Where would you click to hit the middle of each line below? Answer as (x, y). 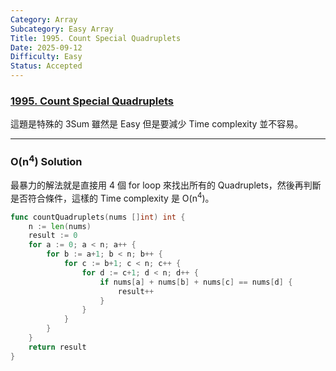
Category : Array (44, 19)
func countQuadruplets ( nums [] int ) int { (98, 217)
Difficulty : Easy (46, 57)
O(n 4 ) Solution (46, 161)
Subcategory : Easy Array (62, 29)
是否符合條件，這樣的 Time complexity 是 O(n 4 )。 (112, 197)
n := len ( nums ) (60, 226)
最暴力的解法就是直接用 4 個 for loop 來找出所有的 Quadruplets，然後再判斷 (166, 185)
